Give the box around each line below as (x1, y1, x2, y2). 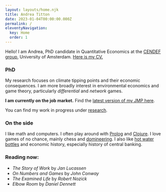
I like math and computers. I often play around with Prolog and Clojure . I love (5, 131, 161, 137)
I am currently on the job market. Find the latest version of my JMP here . (5, 98, 155, 104)
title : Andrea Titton (5, 12, 50, 17)
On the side (5, 120, 34, 127)
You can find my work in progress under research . (5, 107, 108, 113)
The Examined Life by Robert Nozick (12, 176, 87, 182)
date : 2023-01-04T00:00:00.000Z (5, 16, 72, 21)
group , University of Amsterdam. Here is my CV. (5, 54, 103, 60)
